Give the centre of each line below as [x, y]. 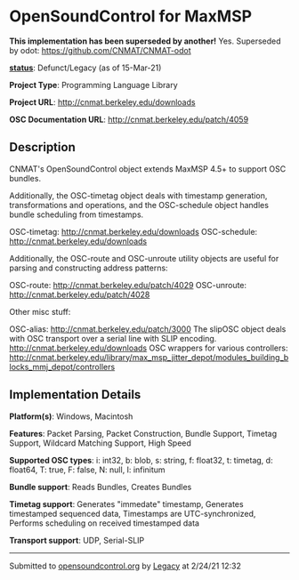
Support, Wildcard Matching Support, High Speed [100, 443]
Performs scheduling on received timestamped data [105, 523]
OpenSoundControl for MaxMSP [130, 16]
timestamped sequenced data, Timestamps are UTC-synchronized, [133, 513]
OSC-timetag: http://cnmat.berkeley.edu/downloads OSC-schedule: [133, 231]
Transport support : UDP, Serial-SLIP [77, 540]
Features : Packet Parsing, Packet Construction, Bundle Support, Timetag [143, 433]
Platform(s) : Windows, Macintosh [71, 416]
